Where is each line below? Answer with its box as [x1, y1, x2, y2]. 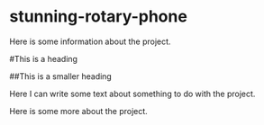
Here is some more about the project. [9, 105, 149, 116]
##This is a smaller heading [9, 70, 113, 82]
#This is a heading [9, 53, 78, 64]
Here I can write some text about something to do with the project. [9, 88, 256, 99]
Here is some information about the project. [9, 36, 171, 47]
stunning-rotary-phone [9, 6, 187, 27]
